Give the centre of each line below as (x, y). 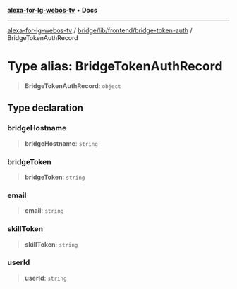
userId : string (45, 278)
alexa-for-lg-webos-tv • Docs (52, 10)
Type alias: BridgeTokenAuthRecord (115, 67)
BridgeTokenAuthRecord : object (73, 86)
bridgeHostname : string (61, 143)
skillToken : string (51, 244)
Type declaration (45, 108)
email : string (44, 211)
